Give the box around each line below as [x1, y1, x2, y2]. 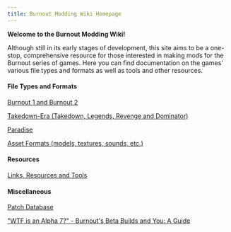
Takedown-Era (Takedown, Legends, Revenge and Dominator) [7, 111, 189, 120]
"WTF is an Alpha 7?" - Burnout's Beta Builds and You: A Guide [7, 216, 191, 225]
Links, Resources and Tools [7, 171, 88, 180]
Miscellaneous [7, 187, 52, 195]
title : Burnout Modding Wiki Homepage [7, 10, 122, 18]
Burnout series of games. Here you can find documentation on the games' [7, 58, 224, 67]
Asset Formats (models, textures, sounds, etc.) [7, 139, 143, 147]
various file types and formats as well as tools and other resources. [7, 66, 203, 74]
